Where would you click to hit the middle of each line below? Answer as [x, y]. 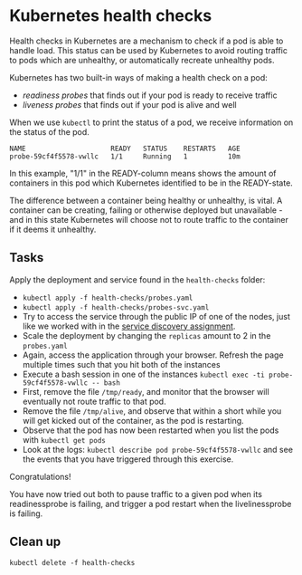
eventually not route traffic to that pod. [94, 401]
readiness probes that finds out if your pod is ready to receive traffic [150, 95]
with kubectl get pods [64, 439]
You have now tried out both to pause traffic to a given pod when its [136, 494]
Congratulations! [40, 476]
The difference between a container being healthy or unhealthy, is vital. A [146, 200]
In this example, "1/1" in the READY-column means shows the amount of [143, 173]
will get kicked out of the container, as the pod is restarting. [133, 420]
